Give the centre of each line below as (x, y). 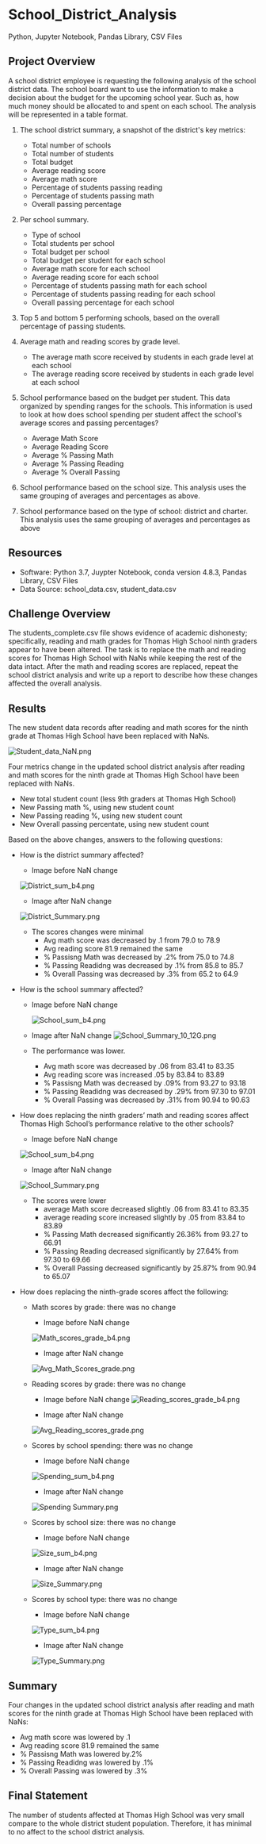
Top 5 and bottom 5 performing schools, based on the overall (120, 317)
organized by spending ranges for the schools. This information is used (136, 405)
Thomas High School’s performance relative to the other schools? (127, 1124)
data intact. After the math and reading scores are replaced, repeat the (123, 667)
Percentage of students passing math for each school (119, 285)
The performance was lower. (78, 1051)
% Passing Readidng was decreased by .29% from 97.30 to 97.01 (149, 1092)
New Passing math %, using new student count (97, 808)
